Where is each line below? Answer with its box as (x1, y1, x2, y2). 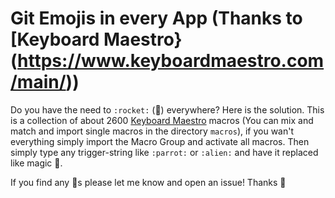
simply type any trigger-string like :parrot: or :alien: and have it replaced (10, 146, 319, 158)
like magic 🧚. (10, 157, 63, 169)
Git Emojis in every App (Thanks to (10, 7, 303, 30)
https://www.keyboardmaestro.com (17, 50, 325, 72)
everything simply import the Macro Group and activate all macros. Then (10, 135, 310, 147)
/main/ (10, 71, 67, 94)
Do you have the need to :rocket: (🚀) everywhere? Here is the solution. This (10, 103, 325, 116)
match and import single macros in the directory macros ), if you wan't (10, 125, 295, 137)
